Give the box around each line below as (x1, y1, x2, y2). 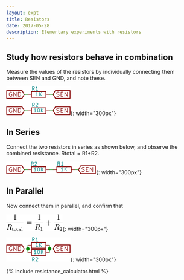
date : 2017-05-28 (6, 22, 50, 28)
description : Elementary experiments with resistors (6, 29, 142, 35)
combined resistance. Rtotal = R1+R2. (6, 149, 100, 157)
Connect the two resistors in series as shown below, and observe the (6, 143, 178, 151)
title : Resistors (6, 16, 50, 22)
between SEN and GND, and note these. (6, 74, 106, 82)
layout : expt (6, 10, 39, 16)
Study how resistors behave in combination (6, 52, 173, 62)
